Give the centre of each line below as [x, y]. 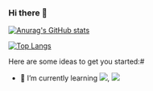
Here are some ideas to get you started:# [76, 62]
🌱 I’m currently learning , [65, 78]
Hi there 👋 [28, 13]
